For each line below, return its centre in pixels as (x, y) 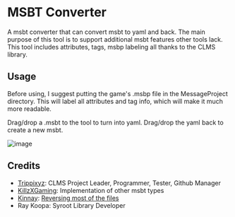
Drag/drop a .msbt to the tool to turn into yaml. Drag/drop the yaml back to (115, 122)
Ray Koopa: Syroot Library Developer (71, 205)
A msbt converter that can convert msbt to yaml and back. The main (107, 32)
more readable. (29, 108)
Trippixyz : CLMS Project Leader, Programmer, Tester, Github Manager (119, 183)
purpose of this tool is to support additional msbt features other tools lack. (115, 39)
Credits (24, 166)
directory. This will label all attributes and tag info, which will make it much (115, 101)
